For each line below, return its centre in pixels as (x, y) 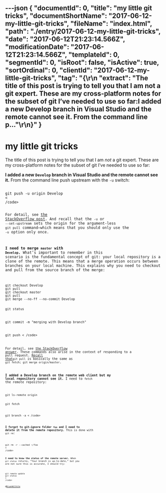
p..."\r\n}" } (24, 125)
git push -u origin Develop (34, 194)
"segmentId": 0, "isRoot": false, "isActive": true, (82, 62)
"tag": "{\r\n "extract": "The (103, 78)
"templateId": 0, (94, 55)
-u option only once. (27, 232)
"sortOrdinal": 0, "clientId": (49, 70)
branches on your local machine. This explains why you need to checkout (83, 266)
